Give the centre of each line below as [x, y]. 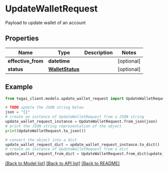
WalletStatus [64, 69]
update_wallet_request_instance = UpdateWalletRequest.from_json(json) [81, 122]
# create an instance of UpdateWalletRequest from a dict [67, 149]
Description [98, 52]
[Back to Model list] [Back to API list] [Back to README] [62, 163]
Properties [22, 38]
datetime [59, 61]
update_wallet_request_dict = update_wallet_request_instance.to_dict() [82, 144]
